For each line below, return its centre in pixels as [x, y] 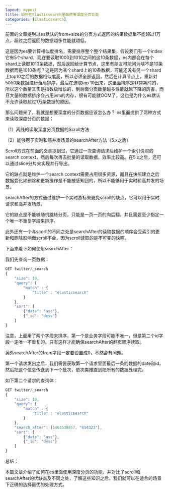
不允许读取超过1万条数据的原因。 [39, 102]
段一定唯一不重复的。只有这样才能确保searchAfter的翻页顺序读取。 [75, 342]
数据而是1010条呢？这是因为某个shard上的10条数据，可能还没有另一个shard [83, 70]
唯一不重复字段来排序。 [34, 221]
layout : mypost [21, 10]
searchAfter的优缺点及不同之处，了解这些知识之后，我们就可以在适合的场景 [83, 478]
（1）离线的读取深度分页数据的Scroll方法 [47, 130]
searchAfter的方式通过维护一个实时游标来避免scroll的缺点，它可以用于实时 [82, 198]
